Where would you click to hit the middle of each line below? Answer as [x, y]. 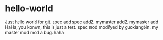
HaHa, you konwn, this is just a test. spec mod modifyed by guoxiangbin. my [81, 27]
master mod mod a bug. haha [35, 32]
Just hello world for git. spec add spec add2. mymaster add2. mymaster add [82, 22]
